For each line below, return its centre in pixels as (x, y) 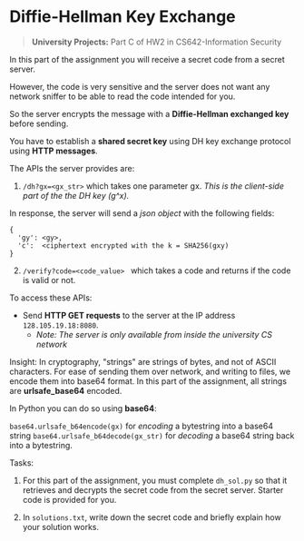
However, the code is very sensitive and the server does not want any (140, 86)
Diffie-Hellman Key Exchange (123, 17)
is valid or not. (49, 280)
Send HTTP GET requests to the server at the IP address (129, 315)
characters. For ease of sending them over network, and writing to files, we (150, 371)
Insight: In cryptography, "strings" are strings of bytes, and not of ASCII (143, 361)
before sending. (39, 123)
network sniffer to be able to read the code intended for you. (123, 96)
